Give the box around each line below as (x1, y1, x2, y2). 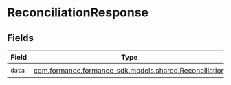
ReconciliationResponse (7, 5, 149, 21)
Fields (7, 32, 34, 44)
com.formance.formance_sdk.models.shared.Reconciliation (33, 65, 225, 75)
